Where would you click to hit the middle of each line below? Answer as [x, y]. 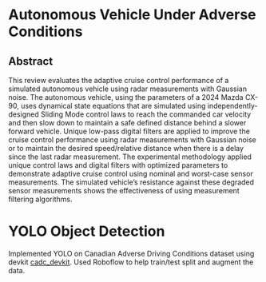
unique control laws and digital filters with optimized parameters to [118, 165]
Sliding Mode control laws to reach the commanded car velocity [146, 114]
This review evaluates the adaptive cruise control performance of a [119, 80]
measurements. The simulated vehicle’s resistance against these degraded [131, 182]
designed [24, 114]
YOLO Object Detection [87, 231]
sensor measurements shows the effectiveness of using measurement [124, 191]
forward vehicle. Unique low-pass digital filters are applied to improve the [129, 131]
